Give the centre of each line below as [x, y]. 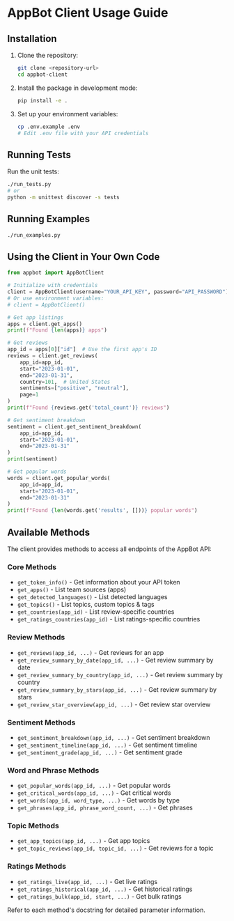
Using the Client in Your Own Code [84, 257]
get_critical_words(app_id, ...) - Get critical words [94, 793]
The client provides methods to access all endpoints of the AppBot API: [110, 549]
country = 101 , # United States [65, 382]
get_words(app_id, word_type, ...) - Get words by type [98, 800]
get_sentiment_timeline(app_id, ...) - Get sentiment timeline [107, 745]
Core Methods [32, 567]
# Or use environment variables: [56, 298]
